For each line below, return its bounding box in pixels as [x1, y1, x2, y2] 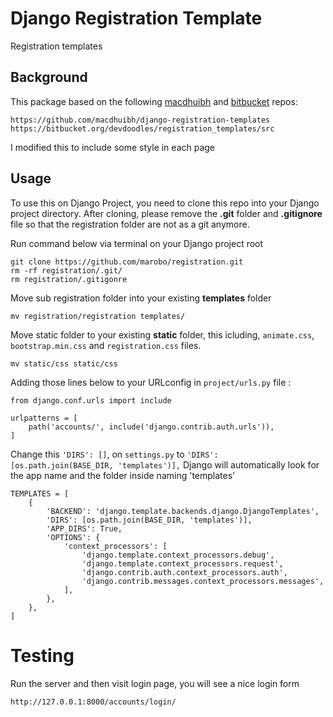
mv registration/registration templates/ [10, 311, 186, 321]
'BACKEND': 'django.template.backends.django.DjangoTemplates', [46, 506, 320, 516]
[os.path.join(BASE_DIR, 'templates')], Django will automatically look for [10, 458, 320, 471]
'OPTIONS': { [46, 532, 101, 542]
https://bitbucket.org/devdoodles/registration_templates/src [10, 123, 275, 134]
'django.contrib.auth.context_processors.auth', [81, 567, 288, 577]
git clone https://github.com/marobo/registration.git [10, 257, 244, 267]
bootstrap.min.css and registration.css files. [10, 339, 202, 351]
